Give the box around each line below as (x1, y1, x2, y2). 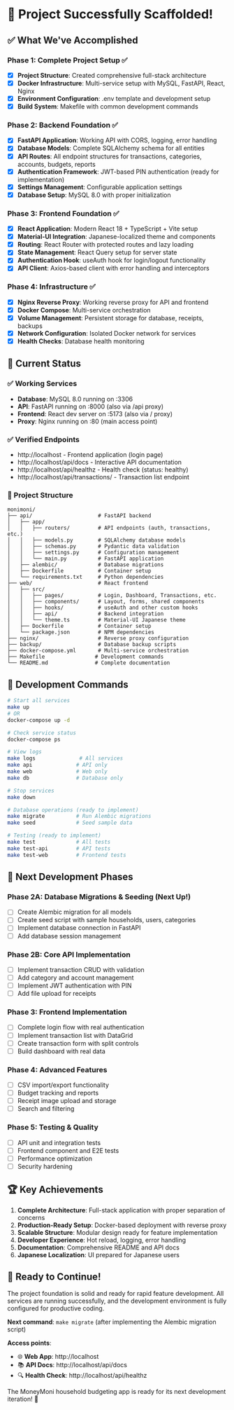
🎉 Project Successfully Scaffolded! (7, 6, 214, 22)
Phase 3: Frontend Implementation (7, 1007, 127, 1017)
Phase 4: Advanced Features (7, 1065, 108, 1074)
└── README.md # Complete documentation (7, 659, 170, 666)
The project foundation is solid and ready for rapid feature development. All (7, 1289, 224, 1298)
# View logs (7, 748, 42, 755)
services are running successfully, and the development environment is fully (7, 1296, 227, 1306)
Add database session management (17, 931, 122, 940)
